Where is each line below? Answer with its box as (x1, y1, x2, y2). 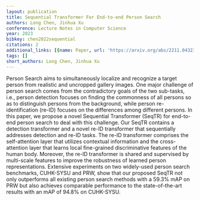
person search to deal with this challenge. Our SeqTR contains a (17, 119, 174, 126)
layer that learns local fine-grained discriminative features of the (29, 144, 187, 151)
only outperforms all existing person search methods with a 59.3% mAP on (6, 176, 190, 183)
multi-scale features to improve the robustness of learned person (6, 157, 167, 164)
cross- (160, 138, 176, 145)
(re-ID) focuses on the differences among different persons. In (39, 106, 192, 113)
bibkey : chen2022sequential (6, 36, 76, 42)
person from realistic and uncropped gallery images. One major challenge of (6, 81, 193, 88)
